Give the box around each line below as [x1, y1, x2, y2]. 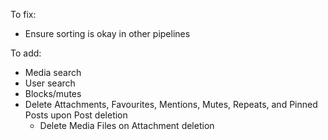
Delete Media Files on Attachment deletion [39, 120, 215, 131]
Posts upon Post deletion [24, 109, 128, 121]
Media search [24, 67, 82, 78]
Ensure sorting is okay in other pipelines [24, 28, 191, 39]
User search [24, 77, 76, 89]
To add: [10, 47, 42, 59]
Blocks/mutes [24, 88, 82, 99]
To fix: [10, 9, 37, 20]
